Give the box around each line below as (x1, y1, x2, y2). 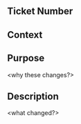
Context (7, 29, 43, 41)
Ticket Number (7, 6, 73, 17)
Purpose (7, 52, 45, 64)
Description (7, 90, 59, 102)
